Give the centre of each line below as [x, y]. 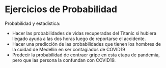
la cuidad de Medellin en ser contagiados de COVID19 [68, 49]
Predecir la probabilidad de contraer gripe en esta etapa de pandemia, [86, 55]
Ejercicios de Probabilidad [61, 9]
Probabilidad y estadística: [33, 23]
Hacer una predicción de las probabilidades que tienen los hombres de [87, 44]
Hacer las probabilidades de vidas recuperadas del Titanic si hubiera [84, 33]
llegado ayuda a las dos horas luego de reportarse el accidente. [79, 39]
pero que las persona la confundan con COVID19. [64, 60]
